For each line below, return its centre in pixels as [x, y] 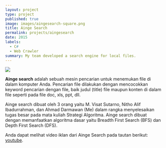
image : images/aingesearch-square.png [45, 24]
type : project [20, 14]
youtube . [14, 140]
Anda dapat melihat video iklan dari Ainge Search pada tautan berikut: [77, 135]
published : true [22, 19]
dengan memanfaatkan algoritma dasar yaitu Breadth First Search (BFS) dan [83, 120]
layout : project [22, 10]
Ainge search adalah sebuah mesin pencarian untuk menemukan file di [78, 79]
